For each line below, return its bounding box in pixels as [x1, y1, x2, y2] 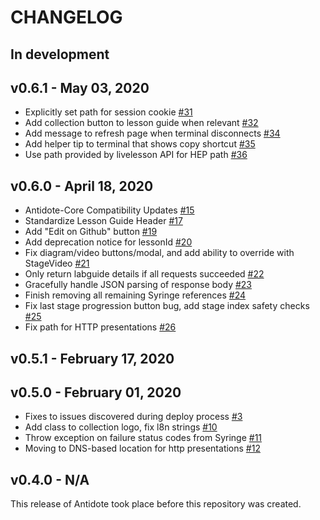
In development [10, 46, 110, 63]
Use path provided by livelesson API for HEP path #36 [24, 149, 248, 161]
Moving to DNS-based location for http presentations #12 [24, 442, 261, 455]
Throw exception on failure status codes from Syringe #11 [24, 432, 263, 444]
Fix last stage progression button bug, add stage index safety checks [24, 300, 310, 312]
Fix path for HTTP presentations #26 [24, 321, 177, 333]
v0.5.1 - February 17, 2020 [10, 350, 175, 367]
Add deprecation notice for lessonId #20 [24, 236, 193, 248]
